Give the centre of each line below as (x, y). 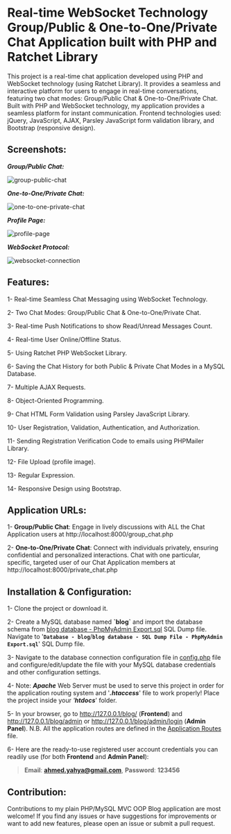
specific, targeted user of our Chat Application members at (91, 563)
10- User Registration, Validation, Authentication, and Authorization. (104, 427)
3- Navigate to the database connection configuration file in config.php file (114, 658)
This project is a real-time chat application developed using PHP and (105, 76)
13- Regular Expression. (41, 475)
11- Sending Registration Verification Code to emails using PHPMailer (105, 441)
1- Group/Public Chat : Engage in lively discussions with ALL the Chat (106, 527)
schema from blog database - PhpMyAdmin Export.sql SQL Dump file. (107, 629)
